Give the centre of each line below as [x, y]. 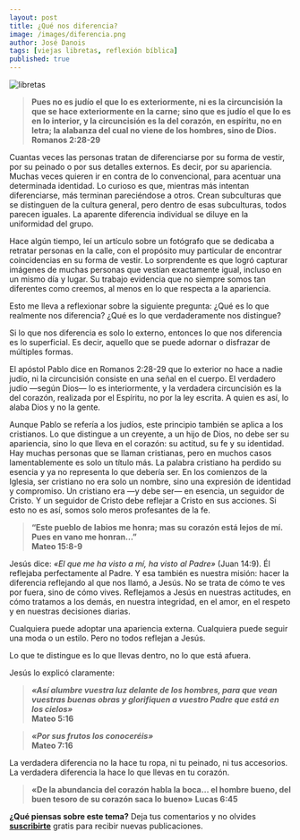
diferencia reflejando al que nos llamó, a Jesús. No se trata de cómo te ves [147, 583]
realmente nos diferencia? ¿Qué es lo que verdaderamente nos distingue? [146, 315]
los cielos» [52, 709]
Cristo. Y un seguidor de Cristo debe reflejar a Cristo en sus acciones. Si [143, 501]
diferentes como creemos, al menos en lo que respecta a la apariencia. [140, 288]
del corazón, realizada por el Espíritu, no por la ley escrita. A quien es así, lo [149, 398]
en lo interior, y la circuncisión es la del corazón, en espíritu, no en [156, 121]
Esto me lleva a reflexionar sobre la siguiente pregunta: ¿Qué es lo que [139, 306]
